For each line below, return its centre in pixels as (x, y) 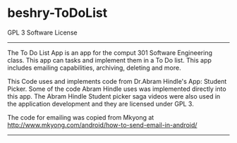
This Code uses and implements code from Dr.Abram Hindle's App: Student (117, 81)
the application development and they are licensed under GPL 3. (101, 104)
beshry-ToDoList (57, 13)
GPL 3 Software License (42, 32)
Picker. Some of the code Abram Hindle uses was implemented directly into (117, 89)
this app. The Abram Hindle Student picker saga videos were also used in (114, 96)
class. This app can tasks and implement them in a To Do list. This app (109, 60)
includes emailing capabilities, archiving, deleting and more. (94, 68)
